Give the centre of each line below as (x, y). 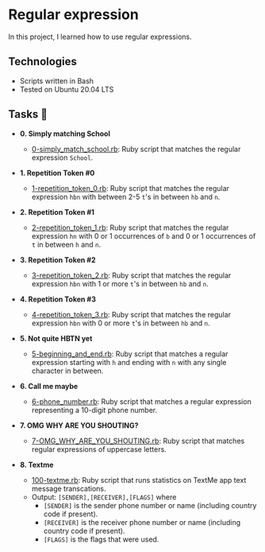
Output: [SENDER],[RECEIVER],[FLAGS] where (104, 497)
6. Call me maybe (49, 386)
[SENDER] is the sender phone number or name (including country (150, 505)
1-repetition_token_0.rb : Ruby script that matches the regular (131, 188)
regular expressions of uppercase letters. (99, 449)
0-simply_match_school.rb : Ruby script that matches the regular (136, 149)
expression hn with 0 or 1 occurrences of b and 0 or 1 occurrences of (144, 235)
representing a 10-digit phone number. (94, 410)
